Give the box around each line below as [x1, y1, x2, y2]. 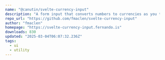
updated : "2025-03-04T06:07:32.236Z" [5, 34, 82, 39]
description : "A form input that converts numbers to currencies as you [5, 12, 157, 16]
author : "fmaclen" [5, 20, 43, 26]
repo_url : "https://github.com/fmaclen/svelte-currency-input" [5, 16, 137, 21]
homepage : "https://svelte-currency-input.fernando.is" [5, 25, 122, 30]
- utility [9, 47, 29, 52]
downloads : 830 [5, 30, 36, 34]
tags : [5, 39, 16, 44]
